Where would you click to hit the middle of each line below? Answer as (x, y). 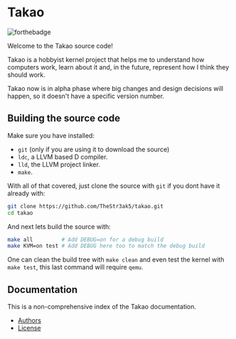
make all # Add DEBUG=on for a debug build (85, 240)
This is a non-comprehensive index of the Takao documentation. (102, 307)
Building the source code (64, 118)
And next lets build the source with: (59, 226)
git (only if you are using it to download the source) (93, 149)
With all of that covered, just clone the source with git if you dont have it (114, 185)
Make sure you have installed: (51, 135)
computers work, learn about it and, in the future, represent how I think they (118, 67)
